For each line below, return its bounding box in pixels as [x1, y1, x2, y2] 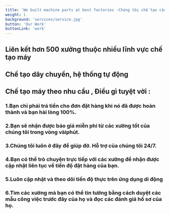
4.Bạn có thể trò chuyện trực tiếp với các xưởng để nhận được [5, 155, 159, 162]
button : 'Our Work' [5, 21, 47, 27]
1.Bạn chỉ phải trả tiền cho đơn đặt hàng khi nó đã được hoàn [5, 102, 156, 109]
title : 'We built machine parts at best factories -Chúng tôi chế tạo [5, 7, 157, 13]
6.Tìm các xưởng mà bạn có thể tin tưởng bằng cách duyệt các [5, 189, 161, 196]
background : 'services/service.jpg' [5, 17, 82, 22]
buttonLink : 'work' [5, 26, 47, 31]
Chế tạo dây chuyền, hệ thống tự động [5, 70, 129, 78]
